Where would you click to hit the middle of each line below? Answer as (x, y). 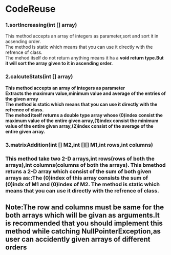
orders (16, 248)
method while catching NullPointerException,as (83, 231)
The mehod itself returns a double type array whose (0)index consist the (84, 115)
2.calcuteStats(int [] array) (39, 76)
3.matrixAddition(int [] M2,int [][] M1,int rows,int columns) (79, 145)
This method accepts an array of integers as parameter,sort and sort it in (82, 36)
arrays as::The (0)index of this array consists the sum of (77, 178)
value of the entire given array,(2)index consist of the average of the (79, 126)
